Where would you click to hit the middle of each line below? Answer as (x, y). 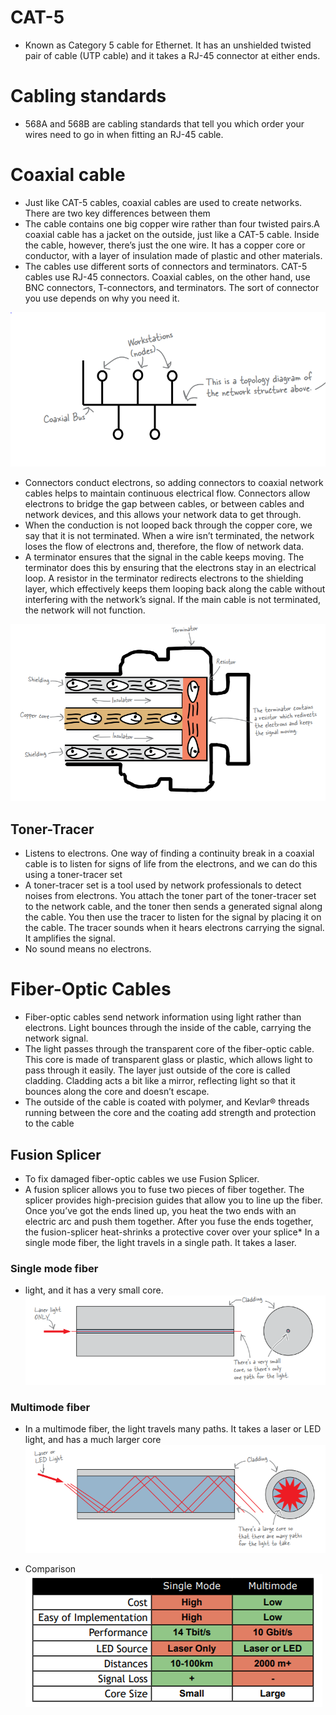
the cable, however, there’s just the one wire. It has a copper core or (165, 245)
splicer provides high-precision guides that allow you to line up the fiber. (173, 1200)
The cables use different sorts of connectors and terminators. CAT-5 (166, 266)
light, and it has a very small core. (94, 1290)
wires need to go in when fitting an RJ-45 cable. (124, 134)
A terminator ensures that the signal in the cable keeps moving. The (164, 557)
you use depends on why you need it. (102, 298)
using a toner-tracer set (73, 875)
